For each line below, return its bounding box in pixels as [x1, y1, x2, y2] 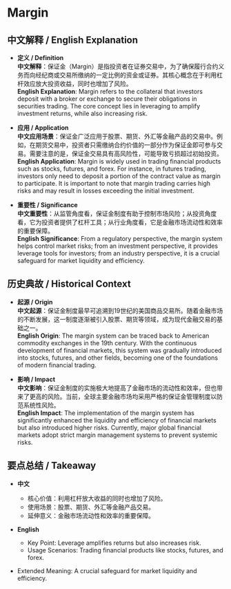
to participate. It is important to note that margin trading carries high [17, 180, 211, 187]
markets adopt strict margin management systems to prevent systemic [17, 430, 219, 439]
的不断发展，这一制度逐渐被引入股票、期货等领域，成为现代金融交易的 [17, 315, 217, 323]
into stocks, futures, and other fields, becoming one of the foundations [17, 354, 219, 362]
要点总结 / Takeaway [7, 460, 97, 472]
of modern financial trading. [17, 360, 97, 369]
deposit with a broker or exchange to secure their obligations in [17, 95, 198, 103]
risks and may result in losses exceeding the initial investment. [17, 186, 194, 195]
